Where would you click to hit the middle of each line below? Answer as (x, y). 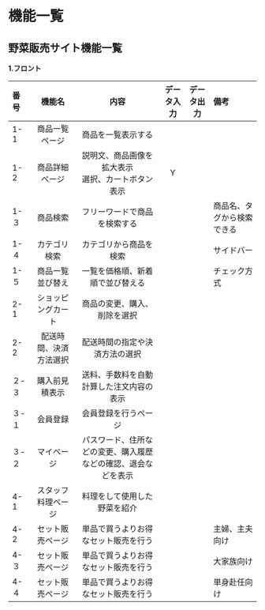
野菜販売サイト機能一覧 (65, 48)
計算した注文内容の (118, 386)
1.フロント (25, 68)
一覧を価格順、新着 (118, 271)
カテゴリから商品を (118, 244)
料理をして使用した (118, 496)
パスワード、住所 (114, 440)
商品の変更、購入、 (118, 303)
